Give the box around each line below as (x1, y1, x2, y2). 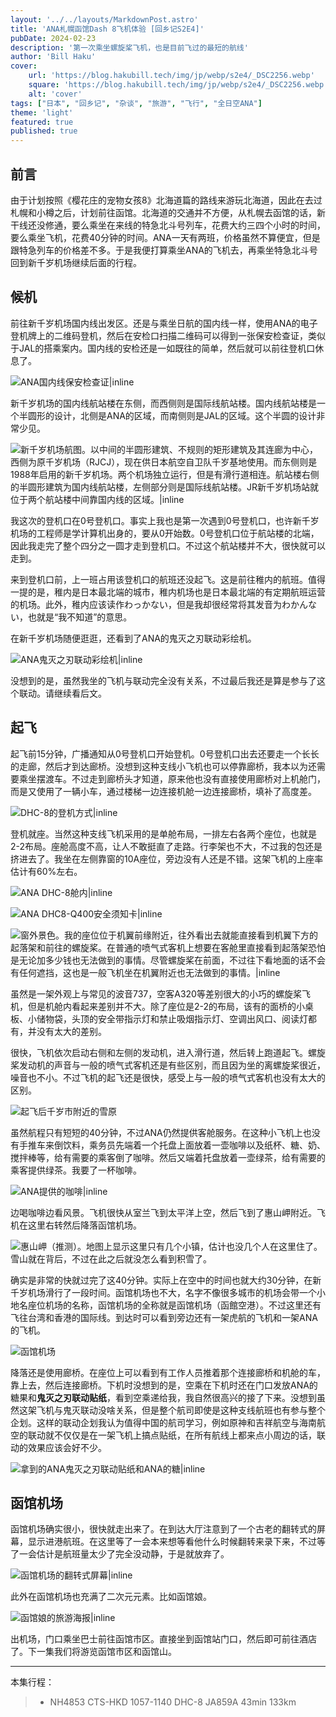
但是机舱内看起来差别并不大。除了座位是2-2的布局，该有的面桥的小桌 (27, 1000, 315, 1012)
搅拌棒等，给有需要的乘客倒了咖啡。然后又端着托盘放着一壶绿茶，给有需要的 (10, 1151, 326, 1163)
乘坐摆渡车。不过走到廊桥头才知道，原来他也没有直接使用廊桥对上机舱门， (18, 772, 326, 785)
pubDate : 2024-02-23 (10, 33, 97, 43)
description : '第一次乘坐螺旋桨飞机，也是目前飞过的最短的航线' (10, 42, 249, 53)
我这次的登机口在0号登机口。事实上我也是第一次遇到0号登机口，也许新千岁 (10, 514, 320, 526)
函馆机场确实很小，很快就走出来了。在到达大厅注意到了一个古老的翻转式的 (10, 1523, 317, 1535)
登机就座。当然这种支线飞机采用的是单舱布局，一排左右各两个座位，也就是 (10, 827, 317, 840)
